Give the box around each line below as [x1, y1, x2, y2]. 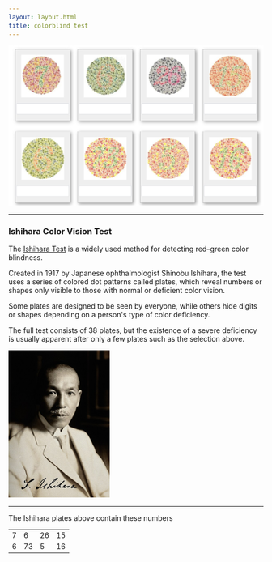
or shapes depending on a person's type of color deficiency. [8, 310, 210, 320]
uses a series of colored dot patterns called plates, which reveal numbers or [8, 277, 262, 287]
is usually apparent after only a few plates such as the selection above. [8, 334, 245, 344]
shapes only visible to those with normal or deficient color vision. [8, 286, 225, 296]
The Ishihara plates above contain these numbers [8, 513, 173, 523]
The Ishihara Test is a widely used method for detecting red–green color [8, 244, 249, 254]
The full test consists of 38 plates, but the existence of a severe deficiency [8, 326, 257, 335]
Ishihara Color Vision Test [8, 225, 112, 236]
